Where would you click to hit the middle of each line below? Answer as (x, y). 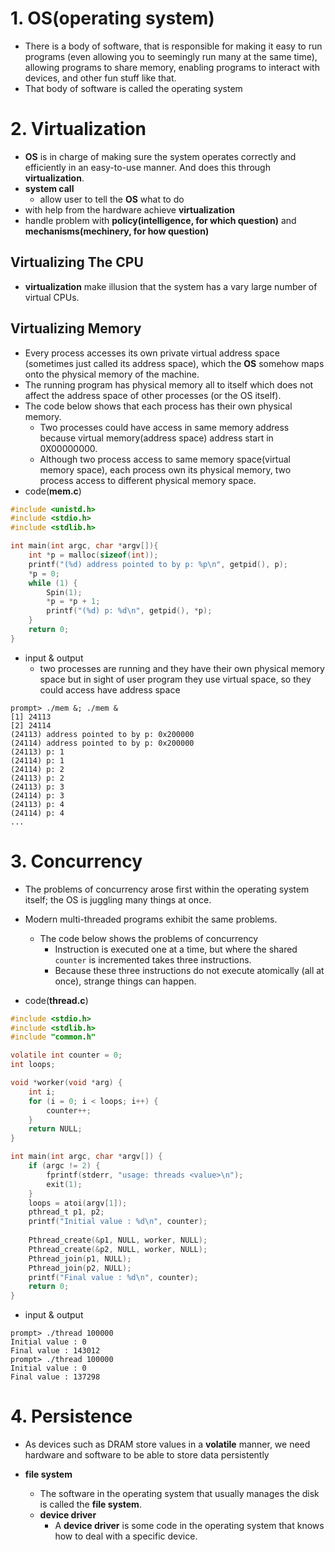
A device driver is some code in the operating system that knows (189, 1526)
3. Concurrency (76, 861)
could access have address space (110, 689)
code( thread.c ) (56, 1000)
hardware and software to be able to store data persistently (147, 1455)
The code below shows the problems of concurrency (149, 938)
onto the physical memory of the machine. (112, 374)
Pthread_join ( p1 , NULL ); (80, 1258)
